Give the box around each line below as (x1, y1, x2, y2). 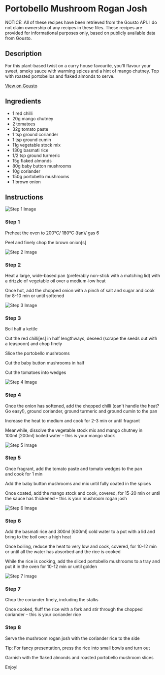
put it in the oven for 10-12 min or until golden (5, 564, 98, 570)
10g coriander (12, 168, 41, 174)
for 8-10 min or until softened (5, 293, 65, 299)
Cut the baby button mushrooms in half (5, 360, 85, 366)
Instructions (5, 193, 43, 201)
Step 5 (5, 454, 21, 461)
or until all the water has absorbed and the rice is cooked (5, 549, 121, 555)
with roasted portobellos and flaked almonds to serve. (5, 73, 115, 79)
